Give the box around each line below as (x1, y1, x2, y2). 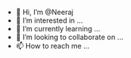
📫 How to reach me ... (15, 42, 90, 50)
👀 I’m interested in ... (15, 16, 83, 25)
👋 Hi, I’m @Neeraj (15, 8, 74, 16)
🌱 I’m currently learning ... (15, 24, 101, 33)
